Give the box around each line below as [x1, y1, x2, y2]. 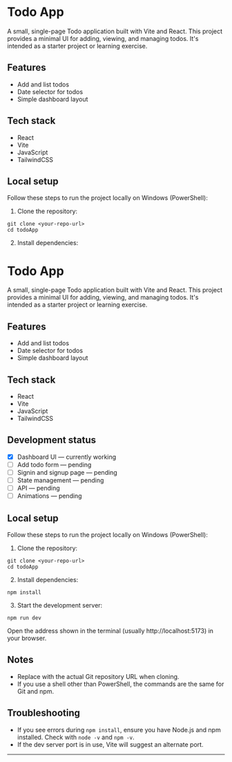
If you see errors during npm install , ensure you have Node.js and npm [17, 725, 221, 734]
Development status [7, 434, 97, 446]
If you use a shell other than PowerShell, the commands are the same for [17, 680, 224, 688]
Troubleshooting [7, 707, 81, 719]
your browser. [7, 634, 47, 642]
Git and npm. [17, 687, 54, 696]
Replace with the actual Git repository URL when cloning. [17, 672, 180, 680]
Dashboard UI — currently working [17, 453, 117, 461]
